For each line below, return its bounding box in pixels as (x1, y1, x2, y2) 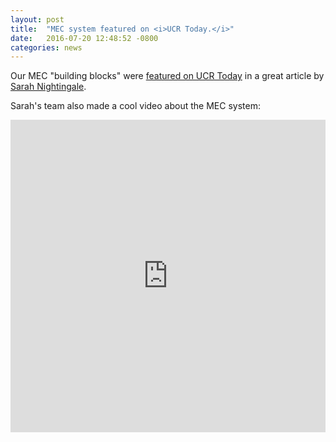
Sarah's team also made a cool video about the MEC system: (10, 100, 261, 112)
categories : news (10, 42, 83, 53)
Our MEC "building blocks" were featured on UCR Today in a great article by (10, 70, 325, 82)
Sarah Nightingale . (10, 81, 87, 93)
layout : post (10, 14, 65, 25)
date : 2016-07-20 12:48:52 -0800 (10, 33, 159, 43)
